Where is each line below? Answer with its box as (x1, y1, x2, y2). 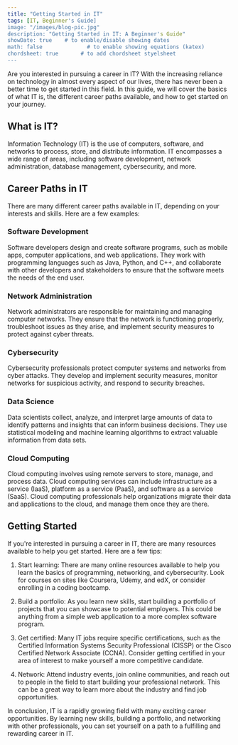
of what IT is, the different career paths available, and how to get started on (7, 92, 229, 100)
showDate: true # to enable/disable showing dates (7, 37, 171, 44)
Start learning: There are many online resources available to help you (17, 560, 220, 569)
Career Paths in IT (7, 183, 89, 195)
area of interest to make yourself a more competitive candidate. (17, 656, 204, 665)
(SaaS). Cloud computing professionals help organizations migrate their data (7, 492, 232, 500)
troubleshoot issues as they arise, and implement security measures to (7, 322, 215, 331)
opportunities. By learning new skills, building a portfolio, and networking (7, 714, 222, 722)
